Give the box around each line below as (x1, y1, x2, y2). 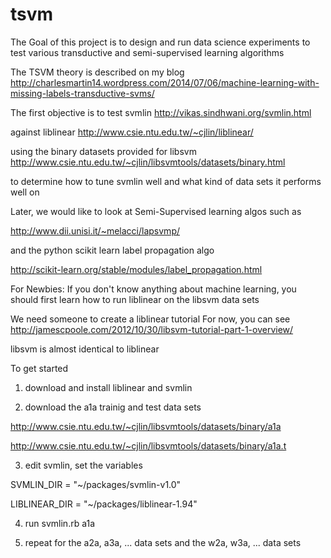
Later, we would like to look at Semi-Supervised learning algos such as (10, 205, 302, 217)
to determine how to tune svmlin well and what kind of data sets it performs (10, 175, 322, 187)
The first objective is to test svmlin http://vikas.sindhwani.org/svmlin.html (10, 106, 312, 118)
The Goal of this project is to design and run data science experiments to (10, 36, 311, 48)
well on (10, 186, 40, 198)
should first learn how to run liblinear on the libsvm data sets (10, 293, 260, 305)
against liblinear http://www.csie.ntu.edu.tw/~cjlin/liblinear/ (10, 126, 254, 138)
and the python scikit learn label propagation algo (10, 244, 215, 256)
